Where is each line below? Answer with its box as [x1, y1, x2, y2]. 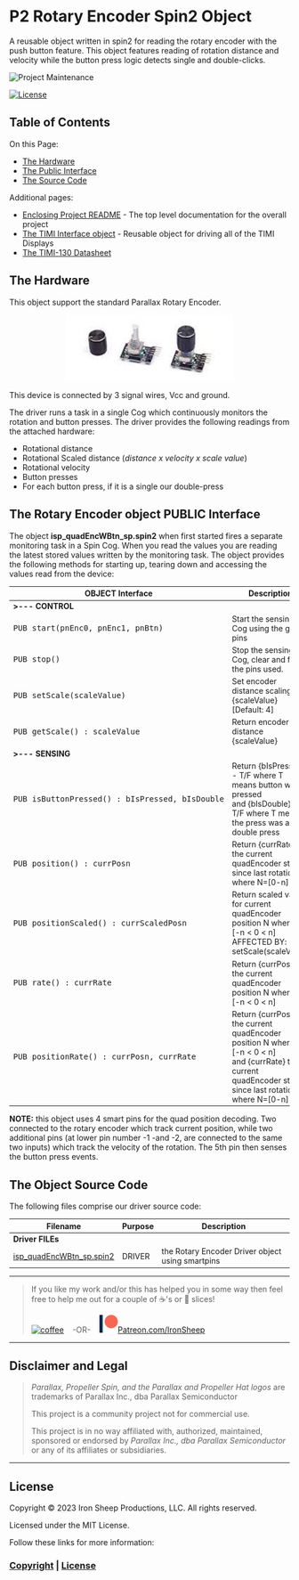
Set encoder [231, 676, 278, 687]
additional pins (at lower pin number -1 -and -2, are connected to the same [9, 1133, 283, 1144]
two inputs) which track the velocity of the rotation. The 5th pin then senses [9, 1142, 287, 1152]
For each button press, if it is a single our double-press [21, 481, 224, 492]
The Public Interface [21, 165, 97, 175]
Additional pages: [9, 191, 74, 202]
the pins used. [231, 664, 284, 674]
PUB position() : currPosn [12, 858, 131, 868]
